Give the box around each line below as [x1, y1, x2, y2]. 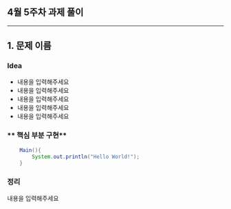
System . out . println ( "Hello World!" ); [32, 153, 140, 160]
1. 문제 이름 [7, 40, 52, 52]
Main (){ [19, 146, 41, 153]
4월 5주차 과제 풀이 [7, 6, 84, 19]
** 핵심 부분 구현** [7, 131, 67, 140]
